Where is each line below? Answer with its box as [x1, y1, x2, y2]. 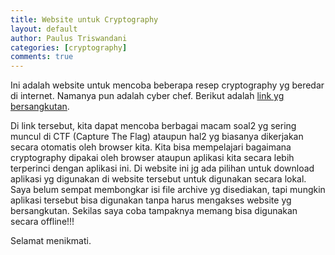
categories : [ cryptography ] [10, 42, 128, 53]
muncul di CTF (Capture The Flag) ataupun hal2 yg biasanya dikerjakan [10, 131, 304, 143]
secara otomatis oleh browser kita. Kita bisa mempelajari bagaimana [10, 141, 292, 153]
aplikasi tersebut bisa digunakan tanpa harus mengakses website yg [10, 194, 292, 206]
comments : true [10, 52, 74, 62]
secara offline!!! [10, 216, 75, 228]
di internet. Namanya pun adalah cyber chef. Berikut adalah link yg [10, 90, 285, 102]
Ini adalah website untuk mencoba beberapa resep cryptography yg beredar [10, 79, 325, 91]
